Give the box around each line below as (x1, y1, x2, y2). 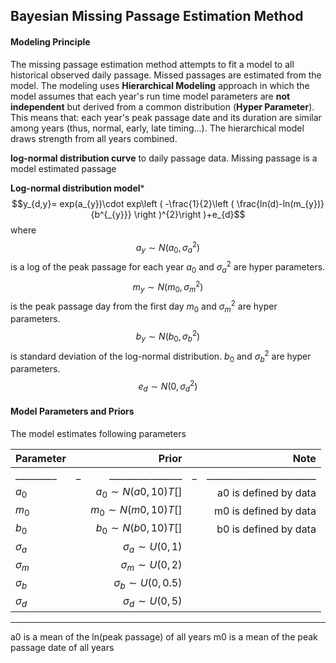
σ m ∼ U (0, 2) (120, 557, 183, 573)
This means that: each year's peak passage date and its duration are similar (10, 111, 322, 123)
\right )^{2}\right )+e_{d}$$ (133, 208, 246, 220)
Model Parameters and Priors (10, 405, 135, 418)
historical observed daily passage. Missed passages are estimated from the (10, 69, 322, 81)
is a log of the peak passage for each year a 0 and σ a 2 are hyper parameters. (10, 259, 326, 275)
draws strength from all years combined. (10, 132, 178, 144)
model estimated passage (10, 162, 117, 174)
